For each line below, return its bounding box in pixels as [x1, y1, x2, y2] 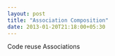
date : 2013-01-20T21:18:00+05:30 [7, 23, 106, 30]
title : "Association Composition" [7, 17, 109, 24]
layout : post [7, 10, 46, 17]
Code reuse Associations [7, 43, 80, 51]
